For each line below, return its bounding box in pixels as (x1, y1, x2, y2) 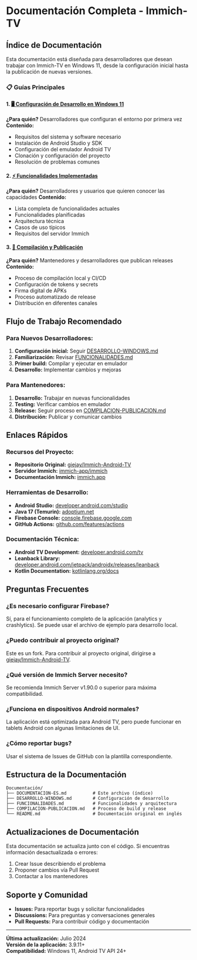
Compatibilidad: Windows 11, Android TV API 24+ (6, 948, 127, 955)
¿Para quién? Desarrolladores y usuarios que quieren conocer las (6, 187, 165, 195)
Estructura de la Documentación (6, 770, 127, 780)
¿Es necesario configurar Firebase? (6, 602, 110, 610)
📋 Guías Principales (6, 83, 65, 91)
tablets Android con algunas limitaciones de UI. (6, 725, 120, 732)
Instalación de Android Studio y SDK (14, 139, 103, 147)
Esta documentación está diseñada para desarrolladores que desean (6, 56, 172, 62)
